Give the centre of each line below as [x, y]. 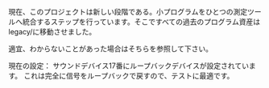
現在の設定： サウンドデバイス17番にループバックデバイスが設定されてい [129, 66]
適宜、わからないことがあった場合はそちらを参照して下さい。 [111, 49]
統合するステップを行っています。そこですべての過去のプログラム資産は [141, 22]
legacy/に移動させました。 [52, 32]
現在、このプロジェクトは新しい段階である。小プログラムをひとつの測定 [128, 12]
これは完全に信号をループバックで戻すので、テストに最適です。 [129, 76]
